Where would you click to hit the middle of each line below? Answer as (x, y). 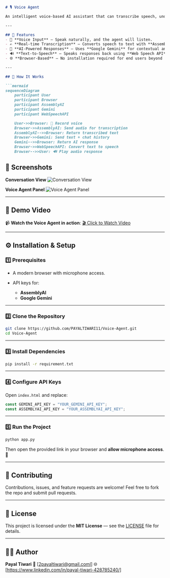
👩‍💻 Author (22, 552)
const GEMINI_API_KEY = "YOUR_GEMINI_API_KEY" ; (56, 404)
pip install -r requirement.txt (39, 364)
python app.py (20, 439)
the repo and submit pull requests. (41, 493)
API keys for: (26, 283)
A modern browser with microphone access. (59, 273)
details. (13, 531)
